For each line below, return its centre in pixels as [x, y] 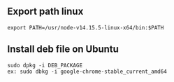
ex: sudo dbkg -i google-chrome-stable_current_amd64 [87, 71]
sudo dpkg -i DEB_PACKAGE [45, 65]
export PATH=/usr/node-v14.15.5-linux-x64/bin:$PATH [86, 27]
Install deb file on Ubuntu [63, 49]
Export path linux [45, 12]
